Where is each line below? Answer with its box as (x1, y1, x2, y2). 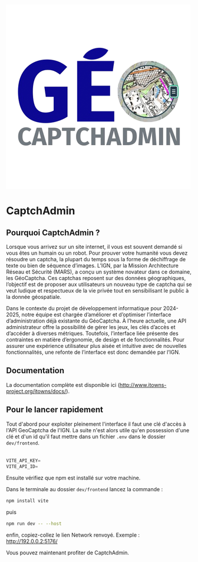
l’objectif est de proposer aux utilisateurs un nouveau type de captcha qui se (6, 281, 193, 288)
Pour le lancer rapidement (6, 405, 104, 415)
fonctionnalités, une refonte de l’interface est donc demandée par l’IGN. (6, 349, 180, 356)
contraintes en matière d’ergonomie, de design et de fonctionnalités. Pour (6, 336, 184, 343)
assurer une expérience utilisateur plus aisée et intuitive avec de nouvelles (6, 343, 187, 349)
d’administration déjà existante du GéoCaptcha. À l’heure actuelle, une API (6, 317, 187, 324)
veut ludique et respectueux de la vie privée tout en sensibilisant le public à (6, 287, 189, 294)
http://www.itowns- (120, 381, 167, 388)
